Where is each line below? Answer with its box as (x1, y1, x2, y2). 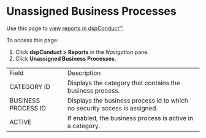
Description (67, 69, 101, 77)
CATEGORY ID (9, 82, 51, 91)
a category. (67, 121, 101, 130)
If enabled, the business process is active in (67, 113, 194, 122)
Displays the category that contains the (67, 79, 181, 87)
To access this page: (6, 36, 59, 44)
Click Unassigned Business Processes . (15, 55, 116, 62)
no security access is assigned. (67, 104, 158, 112)
